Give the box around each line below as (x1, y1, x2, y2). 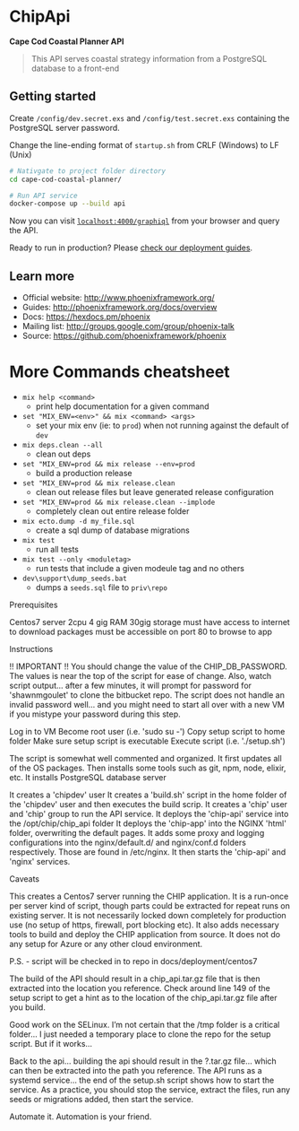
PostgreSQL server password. (9, 122, 121, 133)
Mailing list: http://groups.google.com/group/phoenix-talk (21, 321, 235, 332)
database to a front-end (30, 63, 120, 74)
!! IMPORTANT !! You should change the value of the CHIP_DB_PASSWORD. (9, 661, 288, 672)
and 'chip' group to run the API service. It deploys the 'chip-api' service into (9, 809, 289, 819)
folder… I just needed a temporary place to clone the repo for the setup (9, 1029, 271, 1040)
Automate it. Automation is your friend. (9, 1111, 152, 1122)
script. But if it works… (9, 1039, 92, 1048)
